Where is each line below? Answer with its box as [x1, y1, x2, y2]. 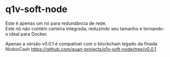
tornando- [143, 25, 165, 31]
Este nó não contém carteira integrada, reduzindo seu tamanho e [5, 25, 142, 31]
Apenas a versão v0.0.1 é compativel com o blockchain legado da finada [5, 40, 158, 46]
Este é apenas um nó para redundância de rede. [5, 20, 107, 26]
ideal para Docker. [9, 31, 48, 37]
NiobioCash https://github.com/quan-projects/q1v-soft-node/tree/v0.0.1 [5, 46, 156, 52]
